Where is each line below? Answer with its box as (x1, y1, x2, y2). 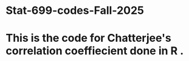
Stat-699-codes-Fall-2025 (5, 4, 144, 18)
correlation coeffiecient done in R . (5, 44, 184, 58)
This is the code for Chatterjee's (5, 31, 171, 45)
